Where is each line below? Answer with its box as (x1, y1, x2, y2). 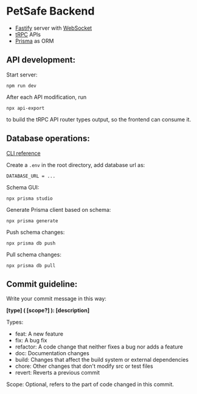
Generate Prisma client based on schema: (6, 206, 111, 213)
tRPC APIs (15, 30, 41, 38)
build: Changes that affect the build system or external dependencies (15, 356, 189, 364)
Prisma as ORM (15, 37, 54, 44)
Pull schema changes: (6, 251, 62, 258)
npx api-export (6, 105, 45, 111)
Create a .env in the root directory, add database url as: (6, 161, 145, 168)
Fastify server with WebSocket (15, 24, 92, 32)
